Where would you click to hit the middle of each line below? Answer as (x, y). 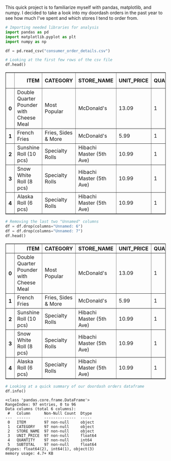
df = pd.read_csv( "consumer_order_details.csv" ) (58, 51)
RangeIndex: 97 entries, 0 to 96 (41, 405)
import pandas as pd (27, 32)
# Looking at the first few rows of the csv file (59, 60)
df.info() (16, 391)
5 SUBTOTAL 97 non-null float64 (52, 445)
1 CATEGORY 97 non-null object (51, 427)
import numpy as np (26, 42)
